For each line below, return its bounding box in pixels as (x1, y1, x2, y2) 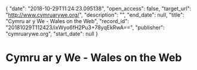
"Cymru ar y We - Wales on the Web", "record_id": (5, 18, 130, 24)
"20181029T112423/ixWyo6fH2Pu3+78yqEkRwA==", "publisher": (5, 24, 165, 31)
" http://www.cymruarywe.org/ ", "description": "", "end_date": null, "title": (5, 11, 184, 18)
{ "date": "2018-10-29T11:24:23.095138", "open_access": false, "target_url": (5, 5, 192, 12)
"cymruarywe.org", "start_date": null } (5, 30, 98, 37)
